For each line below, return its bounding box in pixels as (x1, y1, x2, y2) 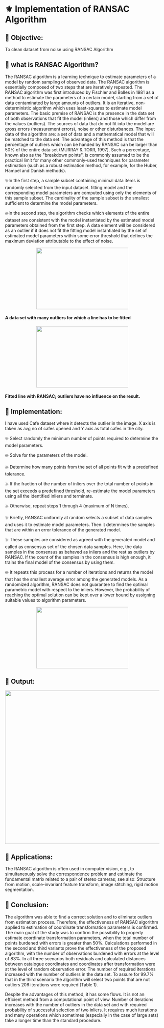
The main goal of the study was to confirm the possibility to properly (5, 929, 143, 935)
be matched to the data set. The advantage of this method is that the (5, 136, 144, 142)
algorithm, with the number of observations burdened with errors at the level (5, 950, 160, 956)
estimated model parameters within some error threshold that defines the (5, 232, 153, 239)
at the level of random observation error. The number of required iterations (5, 966, 156, 972)
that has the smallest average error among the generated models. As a (5, 576, 148, 583)
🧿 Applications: (5, 853, 53, 861)
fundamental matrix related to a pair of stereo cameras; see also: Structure (5, 876, 156, 882)
